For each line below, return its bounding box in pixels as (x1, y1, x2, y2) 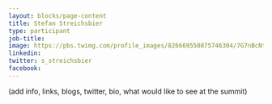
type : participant (8, 27, 70, 35)
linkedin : (8, 49, 42, 57)
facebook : (8, 64, 42, 73)
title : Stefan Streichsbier (8, 19, 104, 27)
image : (8, 42, 31, 50)
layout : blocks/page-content (8, 11, 107, 20)
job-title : (8, 34, 45, 43)
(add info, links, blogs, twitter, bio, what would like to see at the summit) (8, 86, 248, 96)
